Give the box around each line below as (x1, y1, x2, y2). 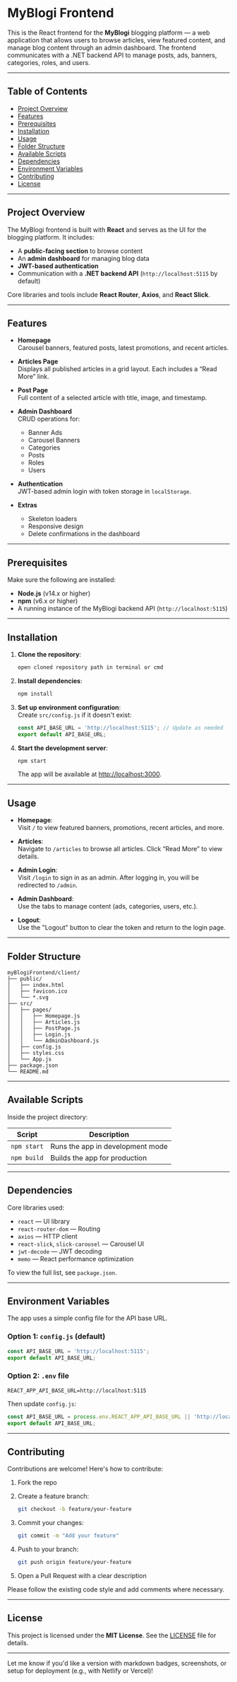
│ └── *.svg (7, 994, 49, 1001)
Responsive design (28, 522, 84, 531)
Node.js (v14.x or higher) (17, 589, 90, 598)
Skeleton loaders (28, 515, 78, 523)
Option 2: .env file (7, 1371, 69, 1381)
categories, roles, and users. (7, 58, 90, 66)
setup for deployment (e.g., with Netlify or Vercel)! (7, 1666, 154, 1675)
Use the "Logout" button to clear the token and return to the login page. (17, 923, 226, 932)
